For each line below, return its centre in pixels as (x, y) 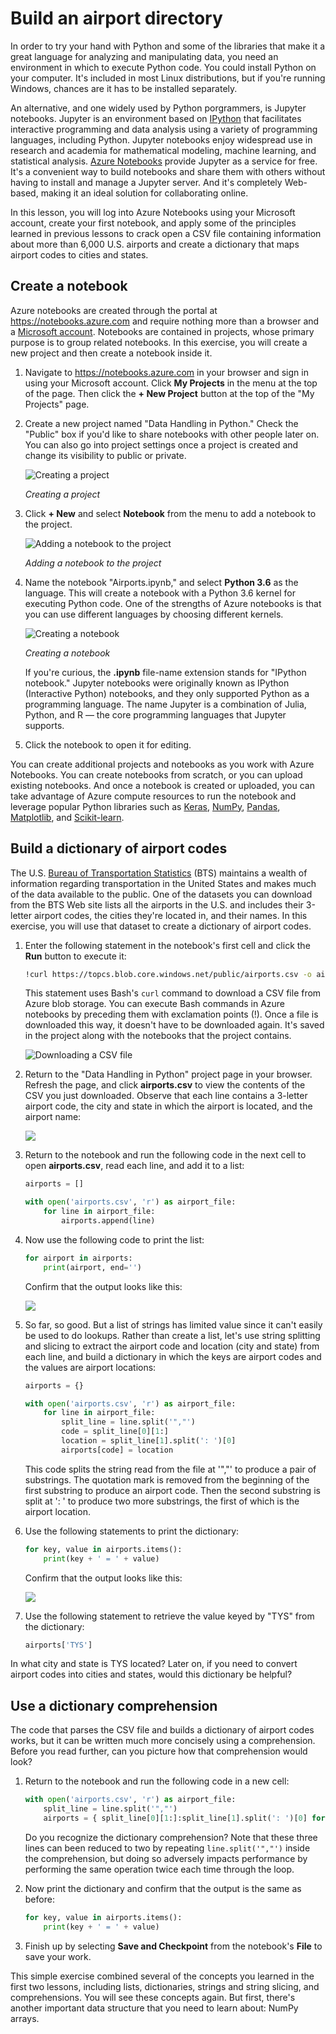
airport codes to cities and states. (79, 254)
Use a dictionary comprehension (114, 1705)
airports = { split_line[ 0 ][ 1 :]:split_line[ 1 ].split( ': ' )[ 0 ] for (184, 1818)
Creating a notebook (67, 653)
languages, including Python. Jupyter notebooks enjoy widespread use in (161, 139)
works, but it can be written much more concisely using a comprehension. (163, 1741)
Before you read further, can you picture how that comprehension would (159, 1751)
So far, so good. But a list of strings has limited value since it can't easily (173, 1324)
